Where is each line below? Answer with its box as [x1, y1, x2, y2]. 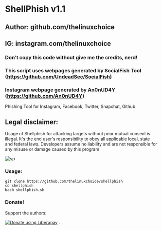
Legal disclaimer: [5, 118, 58, 126]
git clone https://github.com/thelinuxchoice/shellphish [5, 179, 123, 184]
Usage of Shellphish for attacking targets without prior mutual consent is [5, 130, 151, 136]
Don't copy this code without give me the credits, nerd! [5, 54, 138, 61]
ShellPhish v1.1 [5, 3, 66, 15]
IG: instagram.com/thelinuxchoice [5, 39, 111, 47]
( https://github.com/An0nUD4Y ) [5, 92, 85, 99]
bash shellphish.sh [5, 188, 45, 192]
